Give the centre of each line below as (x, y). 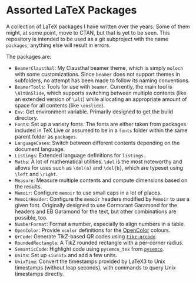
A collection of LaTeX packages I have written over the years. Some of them (98, 26)
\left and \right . (36, 174)
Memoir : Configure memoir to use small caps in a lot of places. (88, 193)
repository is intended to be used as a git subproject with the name (87, 39)
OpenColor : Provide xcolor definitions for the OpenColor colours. (92, 230)
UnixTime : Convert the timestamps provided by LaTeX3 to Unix (90, 261)
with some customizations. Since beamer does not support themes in (97, 74)
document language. (40, 149)
